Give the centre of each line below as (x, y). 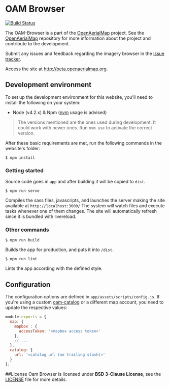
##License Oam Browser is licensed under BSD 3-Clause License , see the (83, 374)
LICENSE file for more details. (36, 379)
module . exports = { (26, 317)
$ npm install (20, 158)
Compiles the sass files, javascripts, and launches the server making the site (85, 200)
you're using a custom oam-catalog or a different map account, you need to (84, 302)
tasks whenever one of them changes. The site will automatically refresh (81, 211)
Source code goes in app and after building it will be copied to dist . (75, 182)
